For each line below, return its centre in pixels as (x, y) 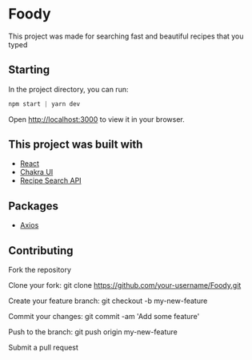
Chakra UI (36, 172)
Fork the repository (40, 270)
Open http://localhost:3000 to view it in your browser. (97, 119)
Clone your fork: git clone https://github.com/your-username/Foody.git (125, 285)
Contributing (41, 251)
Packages (33, 206)
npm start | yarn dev (44, 104)
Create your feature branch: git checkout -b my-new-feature (108, 301)
